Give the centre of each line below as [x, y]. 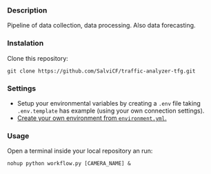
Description [27, 10]
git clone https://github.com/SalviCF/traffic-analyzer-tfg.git [101, 71]
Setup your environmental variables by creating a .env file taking [109, 103]
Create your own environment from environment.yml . [92, 118]
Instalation [26, 43]
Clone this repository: [38, 58]
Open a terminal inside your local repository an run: [80, 151]
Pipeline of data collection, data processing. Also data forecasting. [101, 26]
